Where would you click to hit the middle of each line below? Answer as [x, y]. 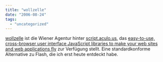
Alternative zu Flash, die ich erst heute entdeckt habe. [62, 54]
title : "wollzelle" [26, 10]
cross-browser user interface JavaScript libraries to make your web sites [81, 44]
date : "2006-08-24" [26, 15]
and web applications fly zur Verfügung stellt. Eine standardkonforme [78, 49]
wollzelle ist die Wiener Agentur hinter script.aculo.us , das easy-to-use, [80, 38]
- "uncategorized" [29, 24]
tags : [11, 19]
